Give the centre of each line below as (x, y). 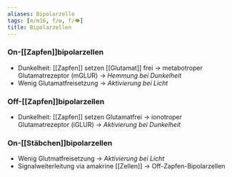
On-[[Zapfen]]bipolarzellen (56, 52)
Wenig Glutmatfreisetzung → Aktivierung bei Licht (91, 158)
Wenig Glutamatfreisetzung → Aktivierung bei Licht (93, 83)
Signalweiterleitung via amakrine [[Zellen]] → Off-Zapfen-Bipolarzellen (121, 166)
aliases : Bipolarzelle (41, 14)
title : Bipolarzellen (40, 27)
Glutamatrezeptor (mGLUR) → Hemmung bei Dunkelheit (100, 75)
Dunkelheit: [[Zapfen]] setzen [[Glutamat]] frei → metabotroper (110, 68)
